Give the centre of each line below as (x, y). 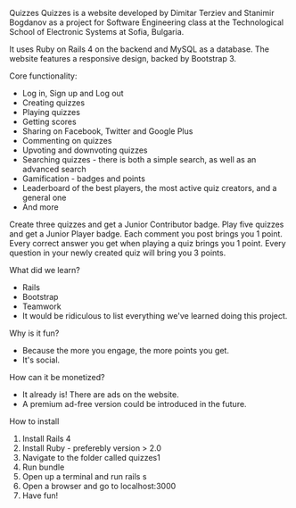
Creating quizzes (53, 103)
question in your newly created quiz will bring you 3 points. (118, 253)
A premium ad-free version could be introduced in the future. (134, 404)
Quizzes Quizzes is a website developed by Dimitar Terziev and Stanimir (142, 13)
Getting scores (49, 121)
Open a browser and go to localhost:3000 (99, 486)
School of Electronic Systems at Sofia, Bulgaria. (97, 32)
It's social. (41, 360)
